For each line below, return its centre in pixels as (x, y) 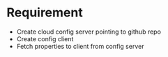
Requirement (45, 13)
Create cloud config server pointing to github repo (89, 32)
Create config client (45, 38)
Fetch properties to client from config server (80, 46)
